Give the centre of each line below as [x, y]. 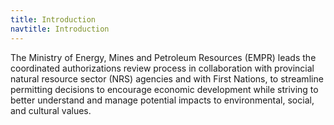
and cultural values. [51, 110]
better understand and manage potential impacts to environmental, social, [162, 100]
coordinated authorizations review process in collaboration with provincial [162, 68]
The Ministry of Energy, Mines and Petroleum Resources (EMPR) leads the [163, 57]
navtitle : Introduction [60, 29]
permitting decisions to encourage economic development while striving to [164, 89]
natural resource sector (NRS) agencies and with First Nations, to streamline [167, 78]
